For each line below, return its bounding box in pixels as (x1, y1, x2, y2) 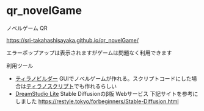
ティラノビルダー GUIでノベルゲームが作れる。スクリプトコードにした (15, 75, 192, 82)
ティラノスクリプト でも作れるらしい (26, 82, 117, 90)
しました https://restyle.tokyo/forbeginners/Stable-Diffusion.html (15, 98, 179, 105)
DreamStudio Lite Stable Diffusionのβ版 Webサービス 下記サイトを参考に (15, 90, 199, 97)
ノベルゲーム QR (6, 24, 48, 32)
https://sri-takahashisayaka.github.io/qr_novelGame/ (6, 36, 139, 44)
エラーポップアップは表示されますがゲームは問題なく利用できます (6, 49, 172, 56)
